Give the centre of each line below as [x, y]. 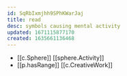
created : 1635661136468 [41, 39]
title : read [24, 20]
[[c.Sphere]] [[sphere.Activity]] [60, 58]
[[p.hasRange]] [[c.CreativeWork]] [65, 65]
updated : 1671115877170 [41, 32]
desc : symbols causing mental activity [64, 26]
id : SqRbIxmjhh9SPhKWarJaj [45, 13]
